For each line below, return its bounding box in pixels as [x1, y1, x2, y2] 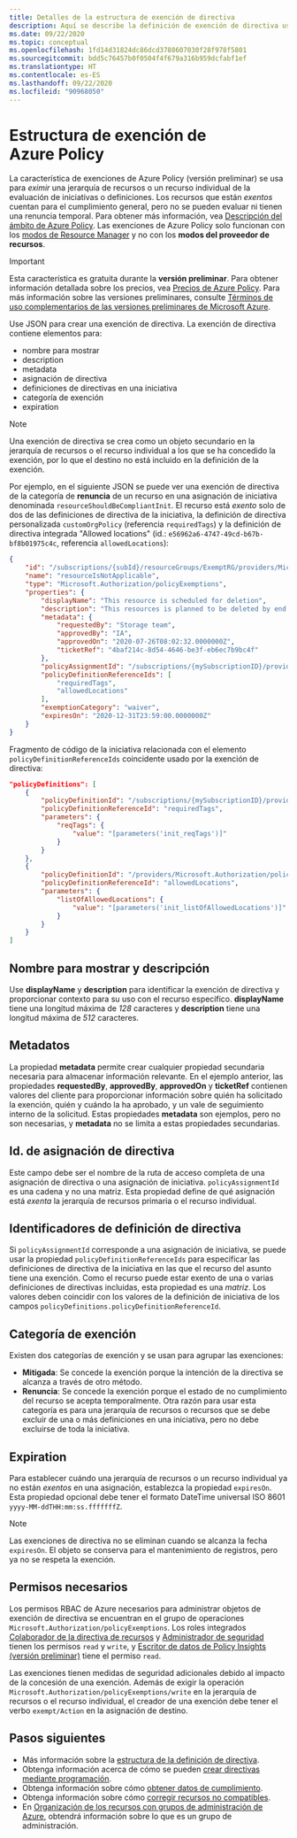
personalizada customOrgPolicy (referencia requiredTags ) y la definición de [9, 519, 281, 529]
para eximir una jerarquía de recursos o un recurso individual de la [9, 182, 251, 193]
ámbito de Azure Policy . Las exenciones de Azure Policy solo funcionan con [9, 220, 286, 231]
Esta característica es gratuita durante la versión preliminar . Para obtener [9, 274, 278, 284]
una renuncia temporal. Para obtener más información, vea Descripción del [9, 211, 283, 221]
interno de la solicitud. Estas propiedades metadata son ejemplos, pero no [9, 1108, 281, 1119]
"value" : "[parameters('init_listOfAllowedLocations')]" [72, 903, 287, 912]
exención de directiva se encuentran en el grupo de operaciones [9, 1612, 245, 1623]
